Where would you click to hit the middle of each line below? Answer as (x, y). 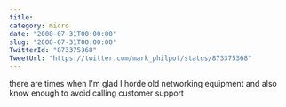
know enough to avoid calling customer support (97, 93)
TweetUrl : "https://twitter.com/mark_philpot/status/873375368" (131, 58)
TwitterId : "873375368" (53, 50)
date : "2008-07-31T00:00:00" (63, 34)
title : (21, 17)
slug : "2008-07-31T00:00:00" (63, 42)
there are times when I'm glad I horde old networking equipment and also (143, 84)
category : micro (39, 26)
